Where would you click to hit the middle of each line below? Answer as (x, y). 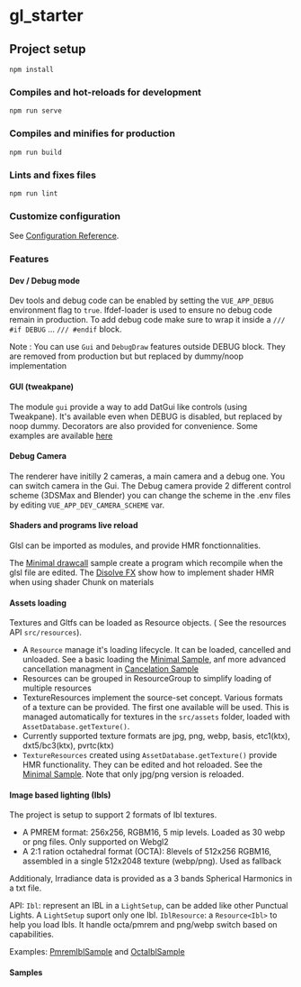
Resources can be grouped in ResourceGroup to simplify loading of (147, 679)
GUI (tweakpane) (42, 386)
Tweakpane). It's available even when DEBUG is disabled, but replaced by (146, 416)
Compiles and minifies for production (92, 133)
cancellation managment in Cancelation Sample (111, 669)
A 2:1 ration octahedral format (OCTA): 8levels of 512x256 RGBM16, (147, 852)
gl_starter (46, 16)
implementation (38, 366)
